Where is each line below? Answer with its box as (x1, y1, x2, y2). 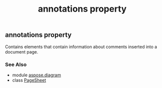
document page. (5, 49, 38, 54)
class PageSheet (12, 77, 46, 83)
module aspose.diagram (12, 72, 61, 78)
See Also (5, 61, 27, 68)
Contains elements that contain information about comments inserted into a (5, 44, 158, 50)
